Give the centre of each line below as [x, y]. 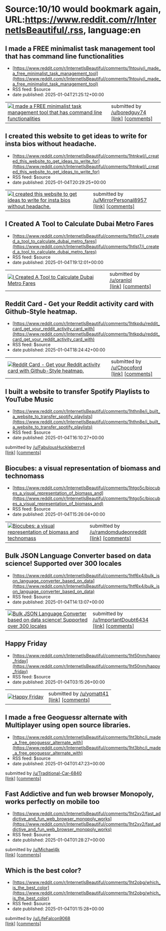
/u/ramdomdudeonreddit [118, 532]
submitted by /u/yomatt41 [79, 693]
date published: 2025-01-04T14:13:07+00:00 [58, 602]
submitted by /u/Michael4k [33, 850]
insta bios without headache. [51, 144]
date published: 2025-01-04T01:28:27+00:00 [59, 840]
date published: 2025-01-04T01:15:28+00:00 [58, 909]
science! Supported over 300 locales [63, 564]
